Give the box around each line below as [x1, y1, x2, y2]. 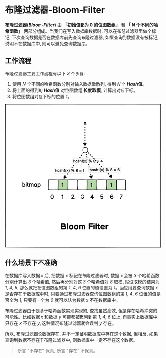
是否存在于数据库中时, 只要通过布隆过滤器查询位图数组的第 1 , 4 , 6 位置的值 [5, 291, 157, 297]
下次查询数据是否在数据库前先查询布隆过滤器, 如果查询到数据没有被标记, [11, 34, 159, 40]
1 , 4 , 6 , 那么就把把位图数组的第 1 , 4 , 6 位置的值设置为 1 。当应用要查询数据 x [5, 285, 158, 291]
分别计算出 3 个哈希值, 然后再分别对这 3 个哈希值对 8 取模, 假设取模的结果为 [5, 279, 160, 285]
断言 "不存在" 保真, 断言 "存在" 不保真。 [17, 348, 98, 354]
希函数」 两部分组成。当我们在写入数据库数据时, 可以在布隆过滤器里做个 [5, 28, 152, 34]
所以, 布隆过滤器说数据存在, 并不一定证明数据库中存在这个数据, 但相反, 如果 [5, 331, 158, 337]
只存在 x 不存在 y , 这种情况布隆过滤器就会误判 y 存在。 [5, 320, 117, 326]
